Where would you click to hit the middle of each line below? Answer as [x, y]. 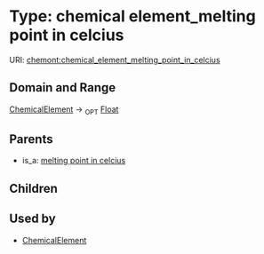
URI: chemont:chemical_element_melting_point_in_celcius [115, 60]
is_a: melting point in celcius [74, 161]
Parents [31, 139]
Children [33, 188]
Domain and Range [63, 87]
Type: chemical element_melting [132, 16]
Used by [32, 219]
